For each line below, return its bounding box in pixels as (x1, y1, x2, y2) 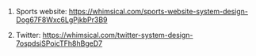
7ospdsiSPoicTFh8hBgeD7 (15, 39, 103, 48)
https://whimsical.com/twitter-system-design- (42, 31, 193, 39)
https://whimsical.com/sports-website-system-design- (68, 7, 248, 16)
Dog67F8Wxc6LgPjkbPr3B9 (15, 15, 109, 24)
